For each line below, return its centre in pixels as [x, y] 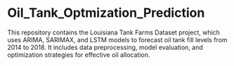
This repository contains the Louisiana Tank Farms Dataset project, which [113, 32]
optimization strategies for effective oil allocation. [79, 55]
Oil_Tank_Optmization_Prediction [106, 13]
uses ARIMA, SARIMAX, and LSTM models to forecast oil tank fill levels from [117, 39]
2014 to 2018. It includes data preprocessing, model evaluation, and [105, 47]
